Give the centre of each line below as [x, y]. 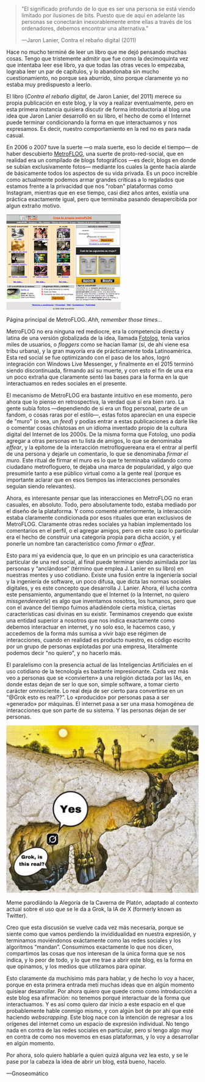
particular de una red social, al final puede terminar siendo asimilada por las [102, 562]
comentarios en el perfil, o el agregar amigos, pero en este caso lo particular [103, 531]
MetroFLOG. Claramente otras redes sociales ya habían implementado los [99, 524]
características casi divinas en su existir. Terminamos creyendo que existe [100, 614]
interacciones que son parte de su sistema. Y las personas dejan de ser [96, 710]
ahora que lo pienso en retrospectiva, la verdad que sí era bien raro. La [95, 402]
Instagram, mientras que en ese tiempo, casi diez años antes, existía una [98, 193]
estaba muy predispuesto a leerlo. [49, 84]
